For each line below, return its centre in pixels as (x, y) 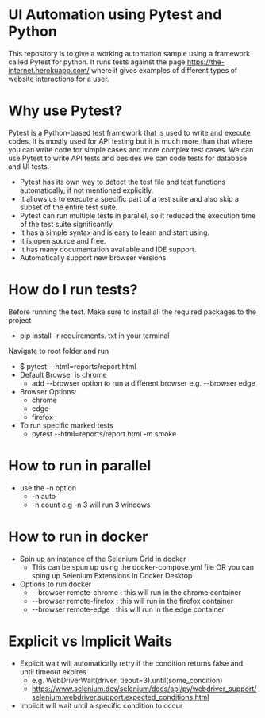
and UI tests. (29, 166)
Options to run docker (56, 584)
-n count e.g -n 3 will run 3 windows (91, 505)
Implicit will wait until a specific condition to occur (101, 705)
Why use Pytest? (65, 111)
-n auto (44, 496)
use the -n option (48, 488)
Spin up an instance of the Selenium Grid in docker (103, 559)
